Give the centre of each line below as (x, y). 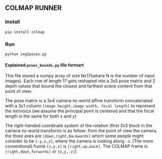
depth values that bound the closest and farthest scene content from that (79, 86)
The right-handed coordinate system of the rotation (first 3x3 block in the (79, 125)
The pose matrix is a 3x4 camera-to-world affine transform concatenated (79, 101)
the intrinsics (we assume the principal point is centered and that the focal (80, 111)
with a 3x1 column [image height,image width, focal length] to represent (80, 106)
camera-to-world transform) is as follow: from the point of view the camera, (81, 131)
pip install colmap (25, 32)
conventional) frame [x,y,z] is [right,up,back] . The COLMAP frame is (76, 146)
